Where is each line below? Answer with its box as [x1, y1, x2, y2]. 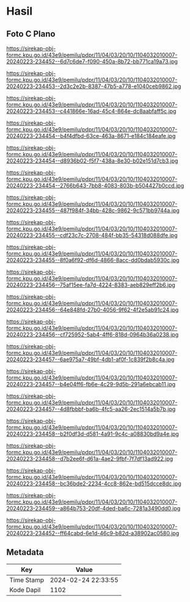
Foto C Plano [6, 29, 56, 39]
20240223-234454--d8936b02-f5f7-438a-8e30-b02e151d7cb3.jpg [6, 157, 178, 164]
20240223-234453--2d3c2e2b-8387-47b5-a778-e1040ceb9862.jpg [6, 83, 181, 90]
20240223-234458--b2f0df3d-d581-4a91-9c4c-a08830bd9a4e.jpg [6, 430, 179, 438]
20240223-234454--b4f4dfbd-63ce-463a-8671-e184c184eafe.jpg [6, 133, 176, 139]
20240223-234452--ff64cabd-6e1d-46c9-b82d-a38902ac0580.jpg [6, 530, 180, 537]
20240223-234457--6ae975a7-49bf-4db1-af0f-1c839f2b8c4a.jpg [6, 356, 175, 363]
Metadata [6, 547, 44, 557]
